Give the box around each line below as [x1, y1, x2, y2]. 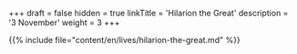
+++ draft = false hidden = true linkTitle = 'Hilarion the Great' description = [8, 8, 289, 18]
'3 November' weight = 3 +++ [8, 17, 120, 28]
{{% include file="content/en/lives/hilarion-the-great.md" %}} [8, 35, 241, 45]
